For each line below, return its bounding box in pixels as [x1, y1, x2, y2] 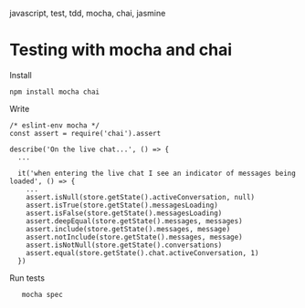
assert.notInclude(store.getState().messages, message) [26, 232, 244, 241]
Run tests [9, 272, 46, 283]
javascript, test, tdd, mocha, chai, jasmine [9, 8, 166, 18]
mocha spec [21, 290, 64, 299]
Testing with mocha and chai [9, 40, 233, 60]
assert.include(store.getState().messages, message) [26, 224, 231, 233]
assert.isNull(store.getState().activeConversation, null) [26, 192, 256, 201]
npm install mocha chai [9, 87, 100, 97]
